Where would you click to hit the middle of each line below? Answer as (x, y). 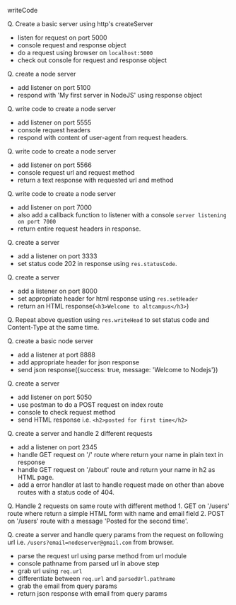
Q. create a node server (42, 74)
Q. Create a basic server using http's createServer (80, 24)
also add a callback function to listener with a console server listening (122, 215)
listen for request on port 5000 (62, 38)
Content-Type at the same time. (53, 327)
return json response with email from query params (92, 593)
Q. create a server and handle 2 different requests (80, 433)
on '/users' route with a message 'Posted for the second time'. (98, 521)
